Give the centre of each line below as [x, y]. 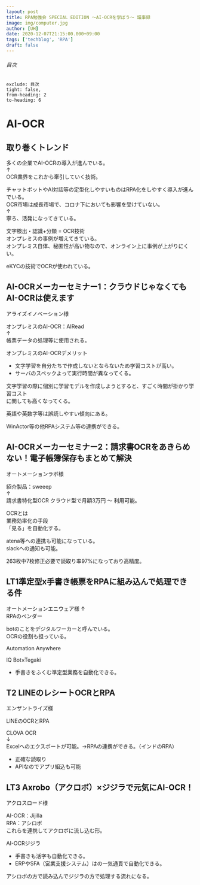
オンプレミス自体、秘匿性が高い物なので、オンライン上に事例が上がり [93, 246]
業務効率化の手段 [27, 520]
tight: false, [24, 90]
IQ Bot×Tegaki [24, 660]
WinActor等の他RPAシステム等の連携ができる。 [64, 426]
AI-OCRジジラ [23, 843]
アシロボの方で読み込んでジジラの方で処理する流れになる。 [79, 876]
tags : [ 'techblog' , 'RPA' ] [40, 40]
